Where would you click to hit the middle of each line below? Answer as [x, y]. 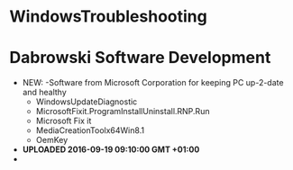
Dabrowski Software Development [140, 58]
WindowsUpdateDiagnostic [87, 102]
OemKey [52, 140]
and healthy [44, 93]
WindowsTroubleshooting [108, 17]
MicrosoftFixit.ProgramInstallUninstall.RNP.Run [123, 112]
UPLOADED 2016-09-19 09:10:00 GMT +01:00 [111, 149]
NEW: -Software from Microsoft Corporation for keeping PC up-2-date [153, 83]
